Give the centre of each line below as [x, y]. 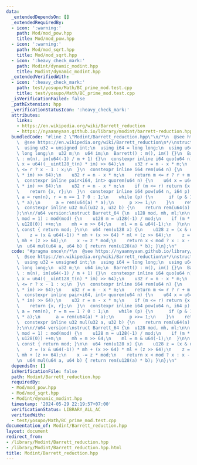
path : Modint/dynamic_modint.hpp [57, 66]
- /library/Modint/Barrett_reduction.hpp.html [64, 447]
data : [13, 11]
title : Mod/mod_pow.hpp [46, 39]
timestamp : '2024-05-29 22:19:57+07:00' [61, 404]
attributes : [26, 115]
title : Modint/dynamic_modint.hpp [59, 72]
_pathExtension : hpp [36, 104]
